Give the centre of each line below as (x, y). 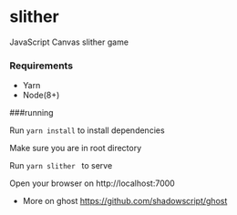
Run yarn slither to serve (61, 166)
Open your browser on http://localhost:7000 (92, 183)
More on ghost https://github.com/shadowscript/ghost (125, 201)
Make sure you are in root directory (76, 148)
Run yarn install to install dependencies (88, 130)
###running (31, 113)
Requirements (41, 66)
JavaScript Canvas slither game (69, 42)
